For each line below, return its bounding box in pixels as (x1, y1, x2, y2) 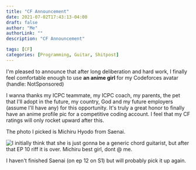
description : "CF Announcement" (6, 36, 85, 42)
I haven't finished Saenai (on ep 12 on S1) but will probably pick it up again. (6, 157, 186, 164)
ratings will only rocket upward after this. (6, 117, 104, 124)
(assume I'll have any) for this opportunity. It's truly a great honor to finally (6, 104, 185, 111)
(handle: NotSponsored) (6, 80, 64, 87)
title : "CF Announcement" (6, 8, 69, 15)
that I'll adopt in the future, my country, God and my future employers (6, 98, 174, 105)
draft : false (6, 19, 38, 25)
